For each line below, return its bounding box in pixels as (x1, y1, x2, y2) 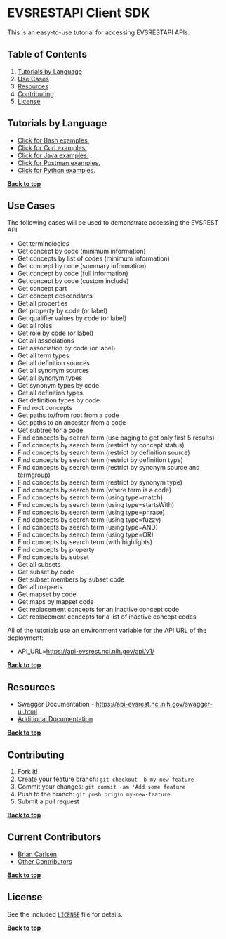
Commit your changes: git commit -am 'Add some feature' (17, 782, 190, 791)
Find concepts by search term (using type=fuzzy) (17, 516, 161, 524)
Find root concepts (17, 404, 72, 412)
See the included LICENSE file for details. (7, 910, 123, 918)
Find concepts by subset (17, 553, 89, 561)
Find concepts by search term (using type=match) (17, 493, 164, 501)
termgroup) (17, 471, 51, 479)
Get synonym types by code (17, 381, 100, 390)
